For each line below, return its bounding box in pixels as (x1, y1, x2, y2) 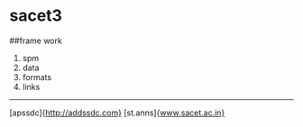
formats (22, 71, 52, 82)
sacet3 (9, 5, 63, 26)
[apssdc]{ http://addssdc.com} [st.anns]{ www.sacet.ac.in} (9, 107, 225, 118)
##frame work (9, 35, 63, 46)
